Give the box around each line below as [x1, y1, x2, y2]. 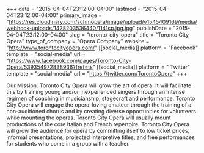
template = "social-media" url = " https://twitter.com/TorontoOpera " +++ [6, 70, 188, 77]
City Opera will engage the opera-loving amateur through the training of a [6, 101, 192, 109]
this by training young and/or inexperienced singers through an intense [6, 88, 185, 95]
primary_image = [60, 12, 103, 19]
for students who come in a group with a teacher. [6, 140, 130, 147]
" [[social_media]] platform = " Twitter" [92, 63, 191, 71]
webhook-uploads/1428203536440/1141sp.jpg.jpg [6, 24, 133, 32]
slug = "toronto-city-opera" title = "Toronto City [69, 31, 189, 38]
